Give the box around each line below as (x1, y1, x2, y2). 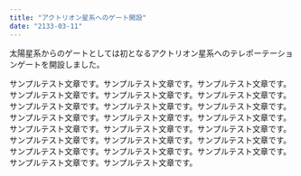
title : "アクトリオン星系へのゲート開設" (9, 13, 147, 23)
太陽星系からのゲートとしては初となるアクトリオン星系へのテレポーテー (9, 47, 277, 59)
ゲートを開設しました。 (16, 59, 105, 69)
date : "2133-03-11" (9, 22, 83, 31)
